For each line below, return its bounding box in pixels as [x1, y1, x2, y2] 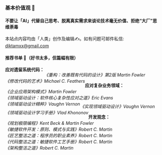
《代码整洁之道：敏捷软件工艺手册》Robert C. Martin [5, 139, 113, 145]
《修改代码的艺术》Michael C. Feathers [5, 78, 85, 84]
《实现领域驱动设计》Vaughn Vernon [80, 103, 155, 109]
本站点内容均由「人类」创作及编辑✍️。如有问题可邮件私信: [5, 36, 124, 42]
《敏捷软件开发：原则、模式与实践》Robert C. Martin [5, 126, 113, 132]
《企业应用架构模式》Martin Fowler [5, 89, 77, 95]
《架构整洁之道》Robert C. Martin [5, 145, 74, 151]
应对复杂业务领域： [84, 83, 124, 89]
